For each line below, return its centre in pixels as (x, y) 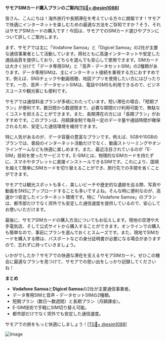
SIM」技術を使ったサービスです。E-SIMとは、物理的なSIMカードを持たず (80, 155)
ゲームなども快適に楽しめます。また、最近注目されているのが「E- (85, 149)
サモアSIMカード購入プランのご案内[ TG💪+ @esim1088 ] (62, 8)
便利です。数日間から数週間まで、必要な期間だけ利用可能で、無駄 (89, 108)
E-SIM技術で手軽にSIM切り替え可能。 (51, 308)
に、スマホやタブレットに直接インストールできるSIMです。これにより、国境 (82, 162)
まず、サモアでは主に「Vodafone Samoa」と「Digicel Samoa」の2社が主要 (82, 47)
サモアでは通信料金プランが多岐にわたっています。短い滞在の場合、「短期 (80, 102)
